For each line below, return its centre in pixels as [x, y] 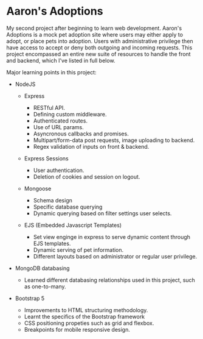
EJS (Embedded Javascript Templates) [73, 225]
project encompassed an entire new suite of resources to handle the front [98, 54]
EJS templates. [52, 243]
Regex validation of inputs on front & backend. [91, 146]
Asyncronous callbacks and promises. [81, 134]
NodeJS [25, 84]
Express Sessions [46, 158]
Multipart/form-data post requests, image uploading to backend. [114, 140]
